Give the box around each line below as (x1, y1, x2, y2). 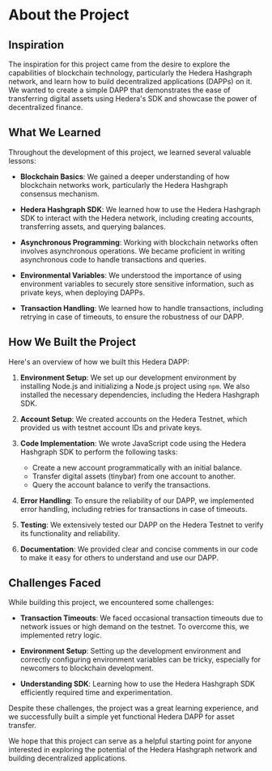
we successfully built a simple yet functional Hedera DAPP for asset (8, 712, 235, 722)
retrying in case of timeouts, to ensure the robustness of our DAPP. (19, 312, 244, 322)
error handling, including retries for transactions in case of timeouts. (19, 504, 248, 513)
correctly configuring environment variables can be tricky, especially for (19, 654, 261, 665)
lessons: (8, 155, 36, 165)
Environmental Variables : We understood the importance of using (19, 270, 242, 280)
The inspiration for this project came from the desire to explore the (8, 59, 231, 69)
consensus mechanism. (19, 189, 100, 198)
